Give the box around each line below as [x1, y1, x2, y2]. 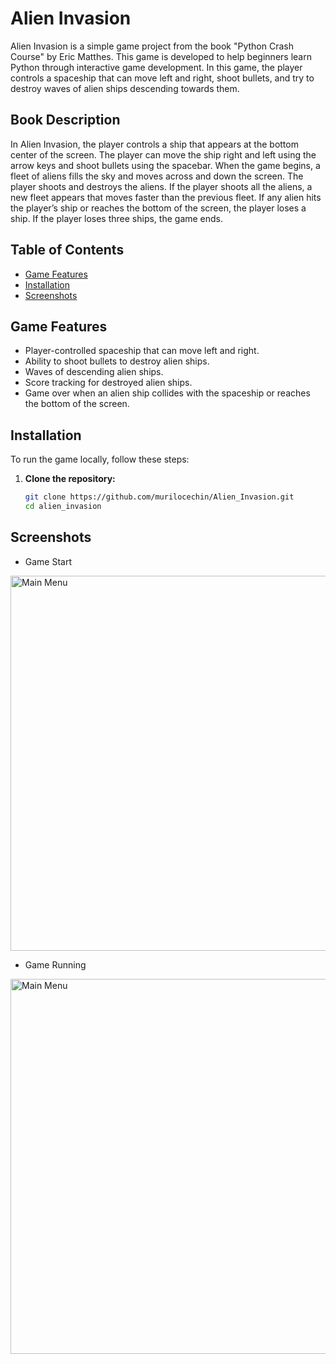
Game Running [24, 958, 87, 971]
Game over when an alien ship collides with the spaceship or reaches [24, 387, 311, 399]
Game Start [24, 555, 73, 567]
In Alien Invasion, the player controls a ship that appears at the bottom [10, 138, 299, 150]
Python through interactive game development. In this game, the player [10, 61, 303, 73]
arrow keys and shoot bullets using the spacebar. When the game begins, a [10, 159, 321, 171]
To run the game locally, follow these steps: [10, 453, 190, 466]
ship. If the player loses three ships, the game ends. [10, 212, 224, 224]
